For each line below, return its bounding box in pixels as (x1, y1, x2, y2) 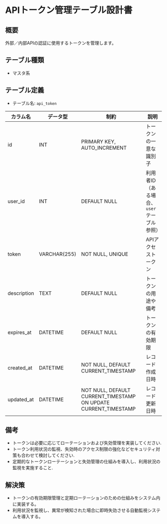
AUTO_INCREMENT (81, 144, 127, 151)
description (7, 289, 34, 296)
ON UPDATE (81, 399, 110, 406)
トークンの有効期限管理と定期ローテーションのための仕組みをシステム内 (12, 495, 161, 501)
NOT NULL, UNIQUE (81, 251, 128, 258)
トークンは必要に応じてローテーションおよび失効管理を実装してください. (12, 440, 162, 446)
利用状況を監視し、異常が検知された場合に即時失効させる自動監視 (12, 508, 148, 514)
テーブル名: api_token (12, 100, 57, 106)
